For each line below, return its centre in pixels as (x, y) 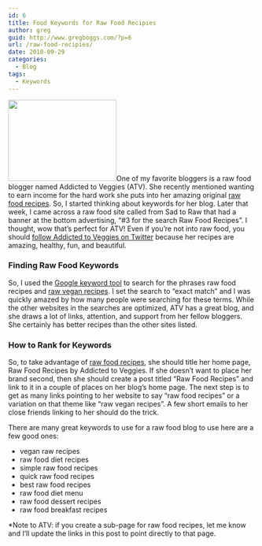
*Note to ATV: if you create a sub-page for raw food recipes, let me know (127, 526)
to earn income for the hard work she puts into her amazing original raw (125, 195)
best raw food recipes (55, 485)
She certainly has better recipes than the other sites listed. (103, 325)
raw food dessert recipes (60, 502)
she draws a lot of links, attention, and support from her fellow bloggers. (125, 316)
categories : (28, 60)
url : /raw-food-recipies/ (50, 45)
